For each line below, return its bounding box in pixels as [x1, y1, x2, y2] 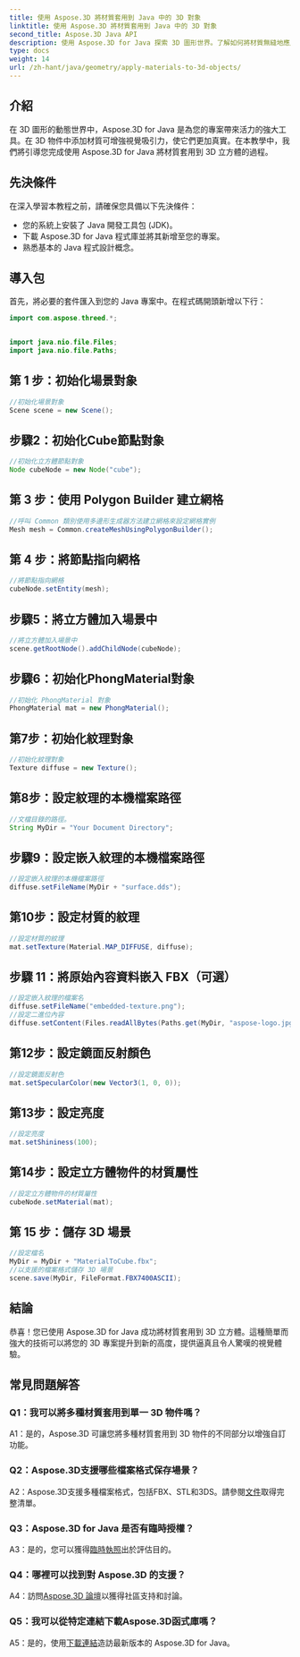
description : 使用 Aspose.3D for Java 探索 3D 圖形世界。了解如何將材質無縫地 [9, 38, 284, 47]
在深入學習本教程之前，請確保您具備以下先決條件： [9, 201, 197, 211]
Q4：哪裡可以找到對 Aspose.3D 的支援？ [9, 1568, 186, 1581]
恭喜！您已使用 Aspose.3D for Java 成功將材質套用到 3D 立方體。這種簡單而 [9, 1326, 289, 1337]
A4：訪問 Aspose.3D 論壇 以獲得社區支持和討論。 [9, 1591, 187, 1601]
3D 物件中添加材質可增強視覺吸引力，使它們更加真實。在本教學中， [34, 135, 283, 146]
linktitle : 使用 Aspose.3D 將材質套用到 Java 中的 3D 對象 [9, 21, 217, 30]
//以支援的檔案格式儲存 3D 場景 [9, 1266, 113, 1275]
